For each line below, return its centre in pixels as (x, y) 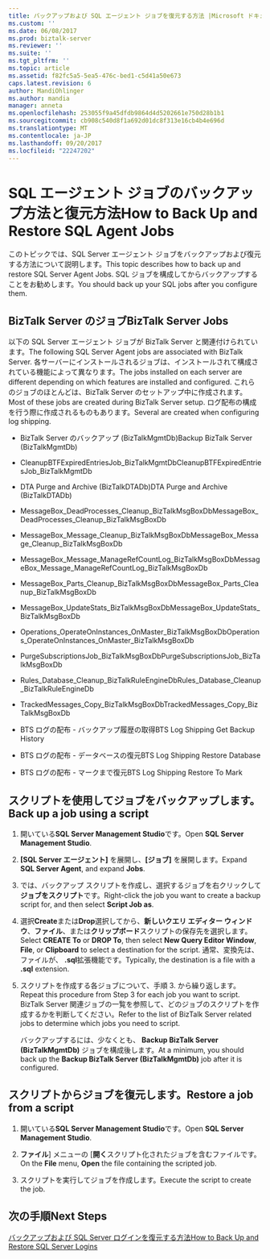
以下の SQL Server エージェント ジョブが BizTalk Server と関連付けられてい (133, 342)
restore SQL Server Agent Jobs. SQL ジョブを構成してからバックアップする (133, 274)
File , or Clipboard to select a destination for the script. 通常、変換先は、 (139, 949)
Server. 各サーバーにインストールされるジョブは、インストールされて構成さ (133, 362)
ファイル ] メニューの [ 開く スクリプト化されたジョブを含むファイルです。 (140, 1154)
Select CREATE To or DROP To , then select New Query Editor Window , (138, 940)
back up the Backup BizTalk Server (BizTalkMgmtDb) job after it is (131, 1059)
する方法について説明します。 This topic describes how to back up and (125, 264)
